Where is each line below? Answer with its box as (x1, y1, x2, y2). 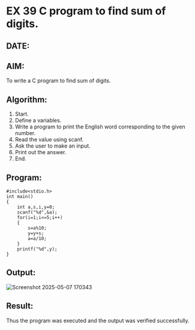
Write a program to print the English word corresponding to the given (14, 123, 186, 130)
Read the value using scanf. (14, 136, 84, 143)
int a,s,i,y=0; (17, 204, 55, 211)
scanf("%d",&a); (17, 209, 58, 215)
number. (14, 130, 36, 137)
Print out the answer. (14, 149, 67, 156)
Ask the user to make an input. (14, 142, 91, 149)
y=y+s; (28, 230, 44, 236)
